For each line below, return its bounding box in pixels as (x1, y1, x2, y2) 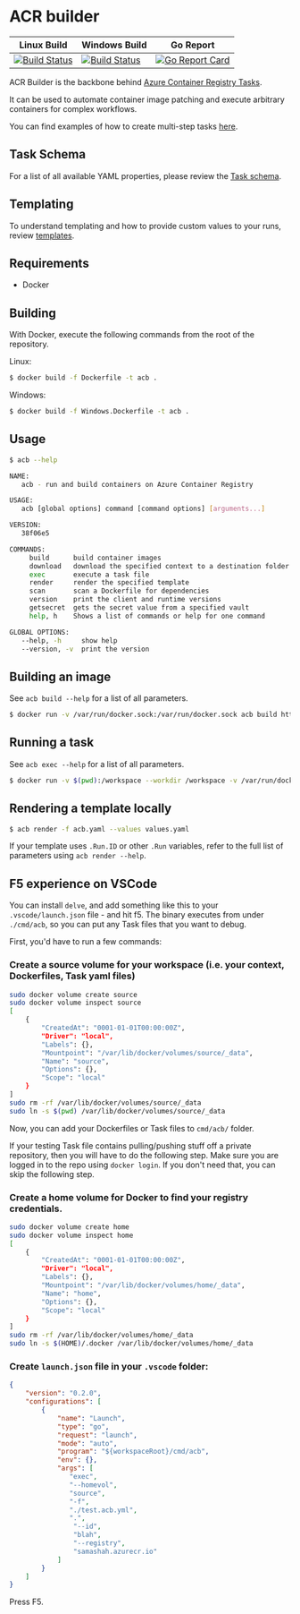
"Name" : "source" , (41, 1056, 110, 1066)
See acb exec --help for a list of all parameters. (9, 758, 185, 769)
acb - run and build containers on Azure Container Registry (21, 480, 254, 489)
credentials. (9, 1202, 62, 1215)
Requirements (9, 255, 89, 270)
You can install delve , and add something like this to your (9, 900, 219, 910)
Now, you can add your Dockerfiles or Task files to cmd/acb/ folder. (9, 1123, 254, 1133)
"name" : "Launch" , (56, 1413, 126, 1422)
